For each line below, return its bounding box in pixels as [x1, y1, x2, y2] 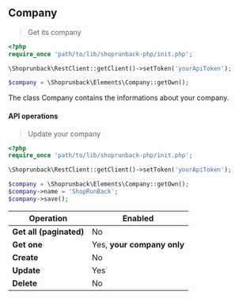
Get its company [27, 27, 82, 36]
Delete [12, 278, 38, 289]
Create [12, 251, 39, 263]
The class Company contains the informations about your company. [8, 93, 230, 102]
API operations [8, 111, 59, 121]
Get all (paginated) [12, 226, 85, 237]
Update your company [27, 128, 101, 138]
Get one [12, 239, 43, 250]
